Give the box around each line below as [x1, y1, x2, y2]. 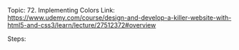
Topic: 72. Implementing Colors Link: [7, 6, 116, 14]
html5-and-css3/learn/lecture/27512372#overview [7, 21, 156, 29]
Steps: [7, 35, 26, 43]
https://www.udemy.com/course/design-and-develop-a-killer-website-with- [7, 13, 232, 22]
